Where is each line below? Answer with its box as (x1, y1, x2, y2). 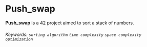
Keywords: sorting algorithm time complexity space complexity (5, 31, 142, 37)
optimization (5, 36, 33, 42)
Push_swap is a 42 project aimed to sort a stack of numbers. (5, 20, 134, 26)
